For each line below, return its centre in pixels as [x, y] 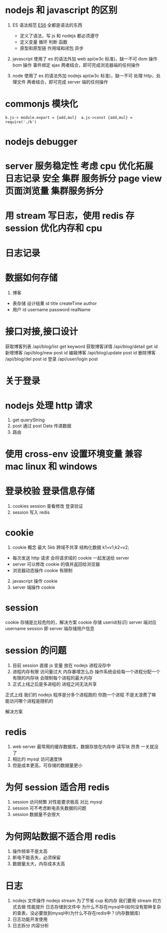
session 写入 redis [31, 512]
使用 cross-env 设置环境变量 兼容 [74, 454]
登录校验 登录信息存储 [50, 491]
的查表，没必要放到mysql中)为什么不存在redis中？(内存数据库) [76, 913]
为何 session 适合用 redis [57, 787]
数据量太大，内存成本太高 [39, 864]
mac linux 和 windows [51, 466]
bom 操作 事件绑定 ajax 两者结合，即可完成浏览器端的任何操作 [76, 65]
